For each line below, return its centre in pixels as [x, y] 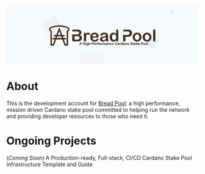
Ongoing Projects [51, 141]
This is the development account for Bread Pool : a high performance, [93, 103]
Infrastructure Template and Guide [50, 164]
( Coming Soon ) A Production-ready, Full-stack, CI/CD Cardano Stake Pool [99, 158]
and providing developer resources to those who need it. [77, 117]
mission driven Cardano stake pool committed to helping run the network [98, 110]
